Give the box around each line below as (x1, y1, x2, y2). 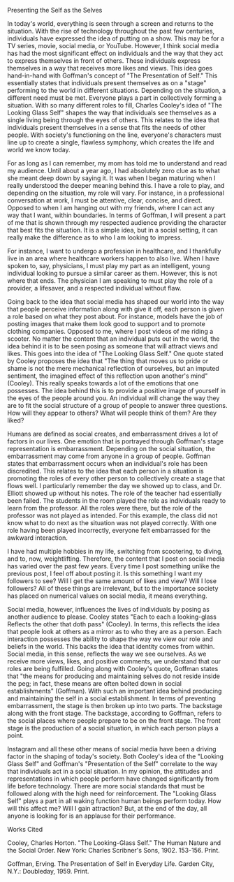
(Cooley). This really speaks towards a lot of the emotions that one (7, 379, 199, 387)
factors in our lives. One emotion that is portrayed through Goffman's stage (7, 437, 224, 446)
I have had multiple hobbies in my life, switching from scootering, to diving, (7, 547, 224, 555)
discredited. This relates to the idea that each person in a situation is (7, 467, 204, 475)
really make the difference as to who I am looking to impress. (7, 233, 183, 242)
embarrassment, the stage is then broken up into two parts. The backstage (7, 702, 223, 710)
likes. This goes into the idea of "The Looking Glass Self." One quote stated (7, 349, 224, 358)
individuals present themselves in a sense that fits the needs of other (7, 124, 206, 131)
